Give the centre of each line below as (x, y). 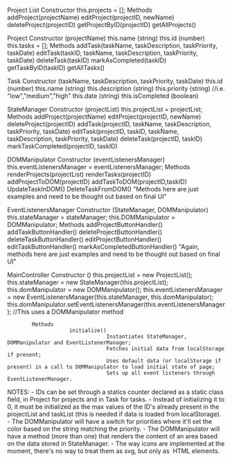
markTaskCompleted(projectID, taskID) (62, 146)
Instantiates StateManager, (147, 336)
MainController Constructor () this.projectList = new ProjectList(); (100, 275)
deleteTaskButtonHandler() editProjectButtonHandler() (84, 239)
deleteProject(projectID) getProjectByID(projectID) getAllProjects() (102, 25)
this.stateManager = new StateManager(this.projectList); (88, 282)
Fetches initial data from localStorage (166, 349)
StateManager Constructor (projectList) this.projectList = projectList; (105, 109)
